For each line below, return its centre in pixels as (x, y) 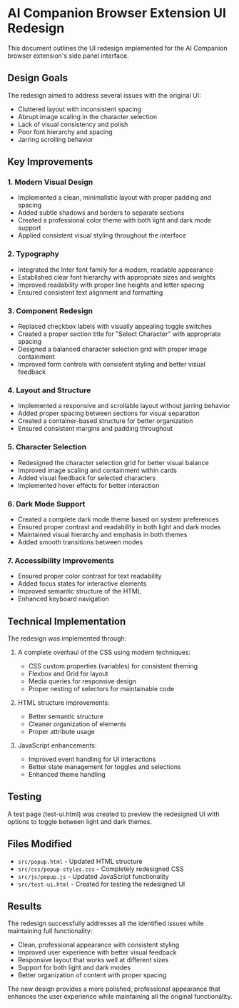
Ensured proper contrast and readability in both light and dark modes (119, 526)
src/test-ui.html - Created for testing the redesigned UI (101, 884)
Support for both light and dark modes (74, 967)
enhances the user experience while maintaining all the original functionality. (120, 997)
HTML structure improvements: (63, 703)
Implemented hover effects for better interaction (88, 485)
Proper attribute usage (61, 732)
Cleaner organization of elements (77, 724)
